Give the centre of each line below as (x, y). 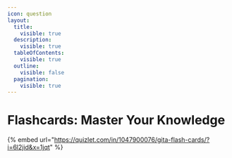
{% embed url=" (31, 140)
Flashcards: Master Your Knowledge (116, 120)
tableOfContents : (39, 53)
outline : (26, 66)
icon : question (30, 14)
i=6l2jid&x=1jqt (29, 147)
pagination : (31, 79)
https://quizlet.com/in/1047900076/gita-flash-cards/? (132, 140)
